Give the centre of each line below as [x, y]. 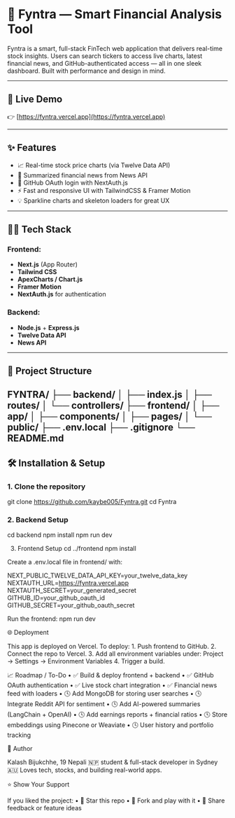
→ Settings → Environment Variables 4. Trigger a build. [86, 661]
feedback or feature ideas [44, 808]
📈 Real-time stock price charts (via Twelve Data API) [94, 165]
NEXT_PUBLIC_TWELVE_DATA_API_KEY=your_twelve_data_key [98, 575]
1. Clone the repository [47, 487]
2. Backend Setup [38, 519]
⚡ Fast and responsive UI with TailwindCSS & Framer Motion [104, 190]
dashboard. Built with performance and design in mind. [86, 71]
